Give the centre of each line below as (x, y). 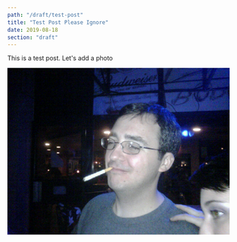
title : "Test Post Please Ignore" (58, 22)
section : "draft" (33, 37)
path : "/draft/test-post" (45, 15)
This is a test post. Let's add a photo (60, 58)
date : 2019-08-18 (33, 30)
